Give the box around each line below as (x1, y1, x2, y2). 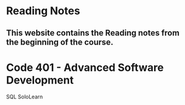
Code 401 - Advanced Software (6, 61, 164, 74)
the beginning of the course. (6, 37, 114, 47)
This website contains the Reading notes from (6, 28, 180, 38)
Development (6, 73, 74, 87)
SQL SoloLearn (6, 93, 43, 100)
